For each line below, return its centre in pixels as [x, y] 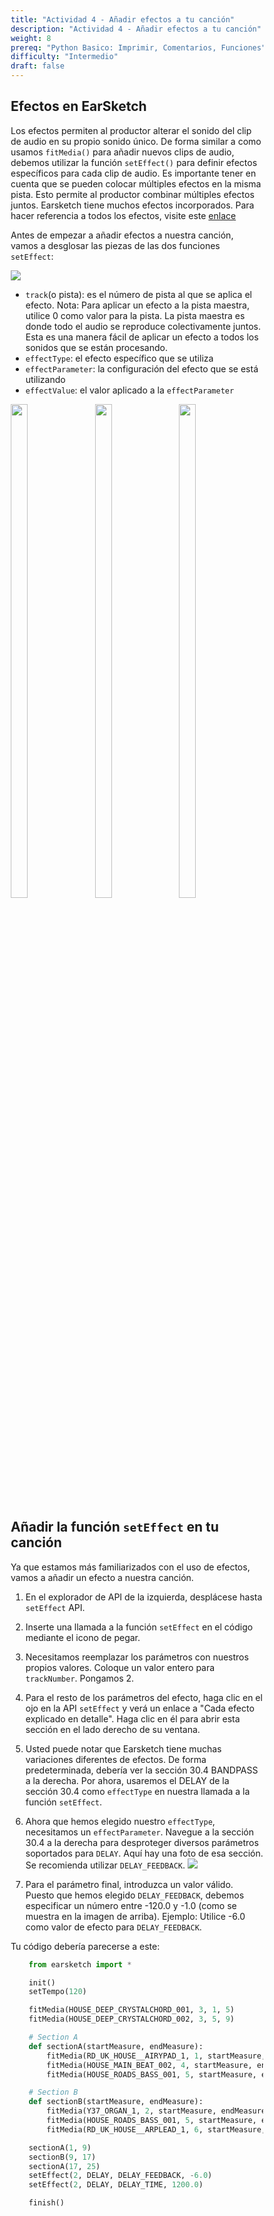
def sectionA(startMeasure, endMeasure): [116, 2046]
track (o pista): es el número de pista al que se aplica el [138, 294]
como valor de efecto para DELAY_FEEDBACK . [113, 1927]
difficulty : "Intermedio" [64, 57]
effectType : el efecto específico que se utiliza [119, 358]
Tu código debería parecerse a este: [85, 1946]
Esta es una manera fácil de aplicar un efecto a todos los [142, 337]
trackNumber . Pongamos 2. [80, 1678]
